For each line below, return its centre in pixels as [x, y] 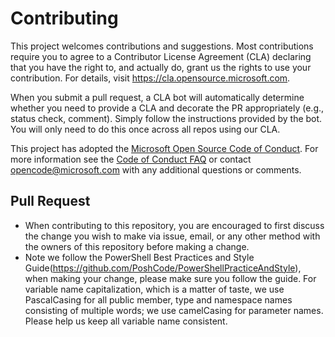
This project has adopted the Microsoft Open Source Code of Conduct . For [164, 148]
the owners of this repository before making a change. [137, 246]
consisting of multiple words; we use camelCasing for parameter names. [174, 310]
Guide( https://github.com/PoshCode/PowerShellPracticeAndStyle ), [163, 268]
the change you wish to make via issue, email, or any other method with [172, 236]
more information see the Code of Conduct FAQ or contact [131, 159]
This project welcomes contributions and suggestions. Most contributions [162, 46]
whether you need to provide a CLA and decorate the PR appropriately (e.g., [167, 108]
